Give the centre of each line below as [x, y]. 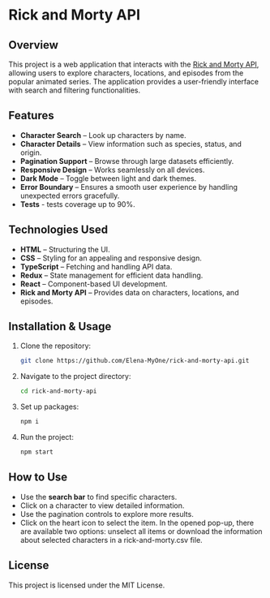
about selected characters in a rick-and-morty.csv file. [111, 540]
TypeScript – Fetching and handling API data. [96, 266]
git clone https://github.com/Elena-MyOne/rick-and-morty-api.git [135, 361]
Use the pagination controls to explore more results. [107, 514]
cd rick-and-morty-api [58, 391]
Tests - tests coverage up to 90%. [77, 204]
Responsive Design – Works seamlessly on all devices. [112, 170]
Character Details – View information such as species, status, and [131, 144]
